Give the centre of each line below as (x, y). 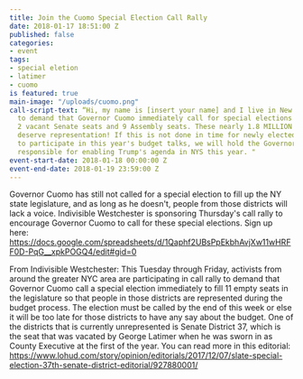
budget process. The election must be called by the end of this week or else (151, 308)
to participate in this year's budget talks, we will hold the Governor (157, 143)
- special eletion (44, 69)
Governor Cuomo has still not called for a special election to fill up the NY (146, 194)
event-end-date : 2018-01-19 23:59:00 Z (84, 169)
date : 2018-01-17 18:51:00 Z (64, 26)
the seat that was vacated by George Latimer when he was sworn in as (141, 337)
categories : (32, 43)
